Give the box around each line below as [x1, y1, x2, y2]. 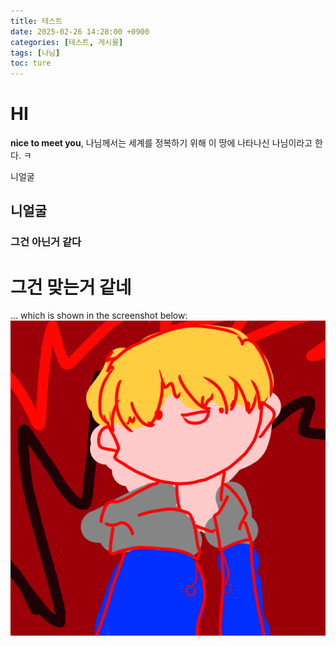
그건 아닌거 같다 [10, 235, 82, 249]
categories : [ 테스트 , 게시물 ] [10, 37, 124, 47]
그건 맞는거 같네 [10, 276, 132, 299]
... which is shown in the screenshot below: [10, 310, 188, 322]
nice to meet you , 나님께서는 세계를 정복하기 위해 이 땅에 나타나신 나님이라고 [10, 137, 313, 149]
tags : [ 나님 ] [10, 48, 61, 58]
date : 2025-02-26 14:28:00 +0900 [10, 26, 150, 37]
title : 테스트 [10, 16, 63, 26]
